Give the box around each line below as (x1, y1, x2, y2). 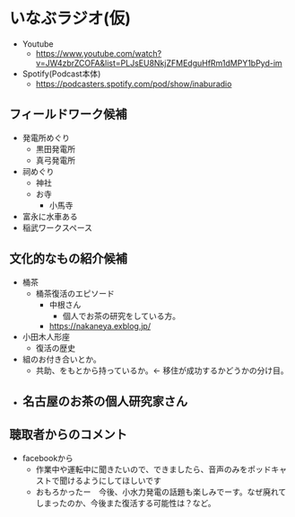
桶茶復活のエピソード (35, 288, 115, 299)
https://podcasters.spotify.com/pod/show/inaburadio (35, 78, 232, 89)
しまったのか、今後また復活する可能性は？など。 (35, 497, 217, 508)
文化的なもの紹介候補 (9, 251, 127, 266)
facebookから (22, 452, 74, 463)
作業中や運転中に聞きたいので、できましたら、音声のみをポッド (35, 464, 272, 475)
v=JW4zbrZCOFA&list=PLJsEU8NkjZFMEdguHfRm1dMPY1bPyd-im (35, 58, 282, 68)
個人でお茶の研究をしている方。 (62, 310, 181, 321)
